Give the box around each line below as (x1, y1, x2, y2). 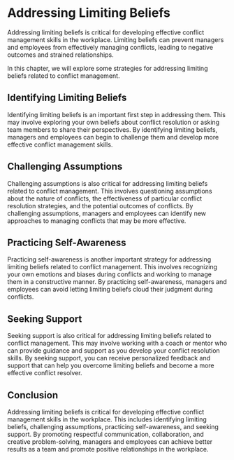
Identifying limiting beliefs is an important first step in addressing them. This (7, 110, 226, 119)
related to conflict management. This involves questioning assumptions (7, 187, 212, 195)
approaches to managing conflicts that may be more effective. (7, 216, 187, 225)
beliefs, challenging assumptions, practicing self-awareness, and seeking (7, 423, 219, 431)
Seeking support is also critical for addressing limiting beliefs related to (7, 332, 212, 340)
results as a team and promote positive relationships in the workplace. (7, 445, 209, 453)
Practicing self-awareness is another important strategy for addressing (7, 255, 212, 264)
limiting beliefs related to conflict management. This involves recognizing (7, 263, 218, 271)
